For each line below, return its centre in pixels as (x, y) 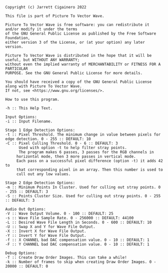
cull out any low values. (44, 174)
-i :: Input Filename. (29, 121)
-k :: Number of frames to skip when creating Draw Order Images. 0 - (81, 262)
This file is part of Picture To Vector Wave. (55, 16)
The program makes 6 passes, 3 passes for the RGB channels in (86, 152)
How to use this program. (32, 99)
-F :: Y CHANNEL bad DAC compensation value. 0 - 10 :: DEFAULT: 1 (77, 244)
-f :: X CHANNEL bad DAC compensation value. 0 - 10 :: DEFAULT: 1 (77, 240)
